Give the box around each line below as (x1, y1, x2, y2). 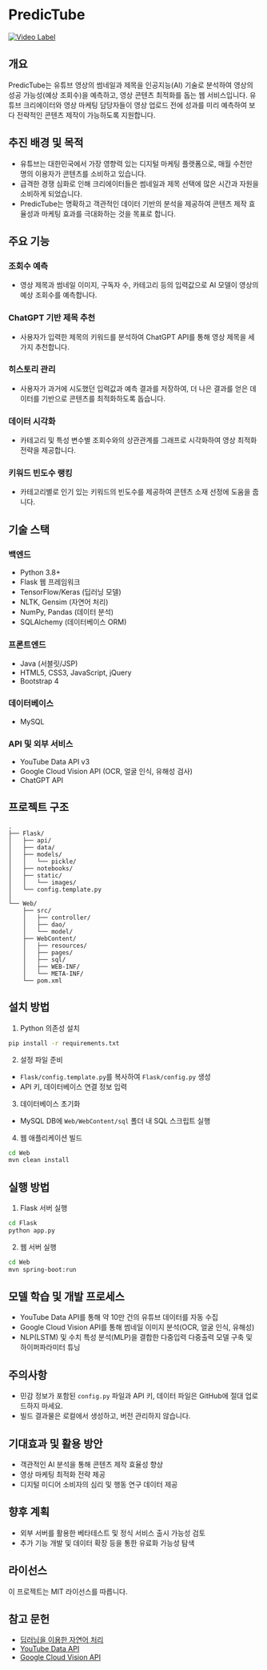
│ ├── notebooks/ (8, 864, 74, 873)
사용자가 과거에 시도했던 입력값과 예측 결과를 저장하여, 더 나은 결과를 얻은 (19, 383, 249, 393)
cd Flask (8, 1220, 38, 1228)
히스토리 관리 (8, 364, 56, 375)
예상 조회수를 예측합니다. (19, 290, 98, 300)
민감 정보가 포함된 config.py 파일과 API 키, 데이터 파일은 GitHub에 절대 (19, 1391, 244, 1401)
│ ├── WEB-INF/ (22, 962, 81, 970)
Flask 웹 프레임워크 (19, 577, 81, 587)
